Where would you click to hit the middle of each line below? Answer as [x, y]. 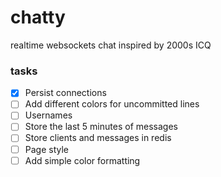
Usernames [48, 115]
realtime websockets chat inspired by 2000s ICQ [111, 45]
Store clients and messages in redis [98, 138]
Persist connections [65, 93]
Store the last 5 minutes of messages [101, 127]
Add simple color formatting [82, 160]
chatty [38, 17]
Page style [47, 149]
